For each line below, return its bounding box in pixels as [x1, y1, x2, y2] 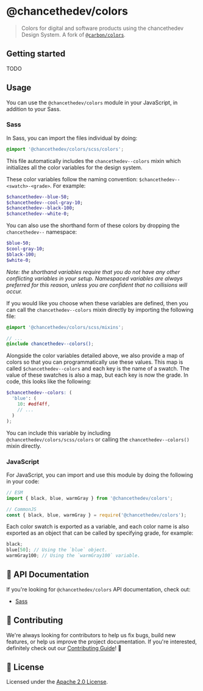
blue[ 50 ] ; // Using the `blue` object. [6, 547, 108, 553]
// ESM [6, 490, 23, 496]
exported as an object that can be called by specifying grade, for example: [6, 529, 194, 537]
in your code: [6, 477, 40, 485]
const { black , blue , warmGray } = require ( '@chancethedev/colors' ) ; [6, 512, 187, 518]
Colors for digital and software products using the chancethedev [21, 24, 184, 32]
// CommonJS [6, 506, 37, 512]
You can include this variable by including [6, 429, 111, 436]
